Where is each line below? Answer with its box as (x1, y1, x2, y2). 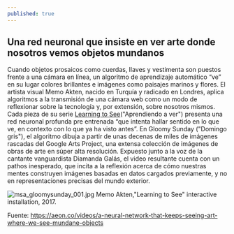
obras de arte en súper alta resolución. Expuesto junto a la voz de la (7, 147, 203, 156)
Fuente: (7, 211, 29, 220)
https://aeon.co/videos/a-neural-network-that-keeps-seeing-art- (30, 211, 218, 220)
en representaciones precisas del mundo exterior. (7, 177, 150, 185)
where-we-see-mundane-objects (7, 219, 103, 227)
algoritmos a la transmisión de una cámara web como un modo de (7, 95, 198, 103)
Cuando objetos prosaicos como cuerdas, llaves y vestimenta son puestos (7, 66, 221, 74)
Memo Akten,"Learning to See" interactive (96, 190, 217, 199)
